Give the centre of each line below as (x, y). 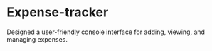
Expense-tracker (58, 12)
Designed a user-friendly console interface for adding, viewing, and (106, 32)
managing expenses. (37, 39)
